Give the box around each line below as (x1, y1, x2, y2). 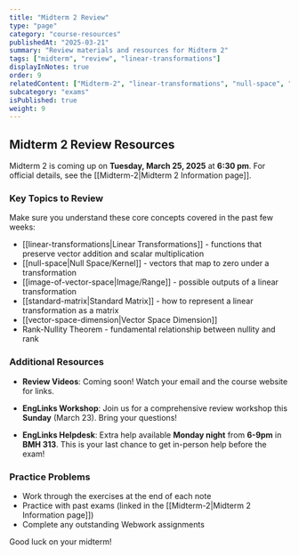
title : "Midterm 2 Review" (9, 12, 109, 22)
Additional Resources (9, 356, 104, 368)
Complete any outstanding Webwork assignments (21, 519, 205, 529)
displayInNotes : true (9, 63, 90, 72)
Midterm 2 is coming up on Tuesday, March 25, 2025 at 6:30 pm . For (9, 161, 266, 172)
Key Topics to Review (9, 192, 104, 205)
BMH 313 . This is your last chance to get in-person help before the (21, 439, 267, 449)
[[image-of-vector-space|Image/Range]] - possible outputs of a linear (21, 277, 279, 287)
